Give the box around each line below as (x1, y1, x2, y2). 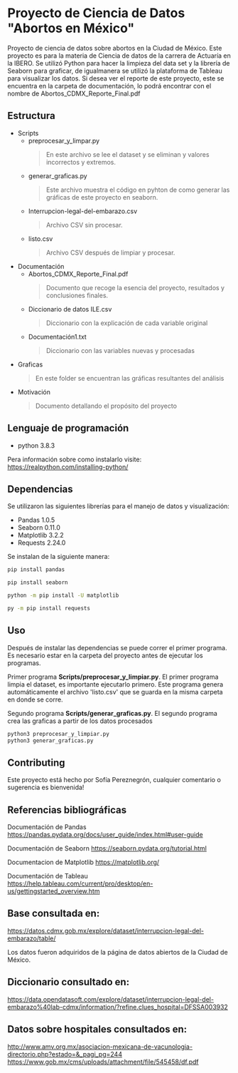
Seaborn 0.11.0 (17, 523, 60, 532)
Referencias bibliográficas (7, 804, 126, 816)
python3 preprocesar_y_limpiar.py (7, 730, 110, 737)
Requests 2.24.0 (17, 538, 66, 547)
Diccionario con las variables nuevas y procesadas (45, 346, 195, 354)
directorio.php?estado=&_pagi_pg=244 (7, 1049, 123, 1058)
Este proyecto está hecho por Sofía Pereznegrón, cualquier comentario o (7, 776, 222, 784)
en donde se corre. (7, 695, 63, 704)
